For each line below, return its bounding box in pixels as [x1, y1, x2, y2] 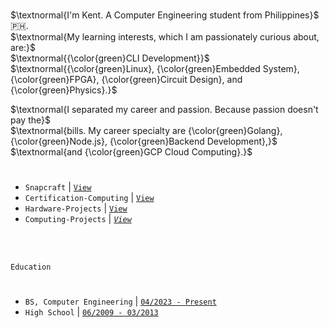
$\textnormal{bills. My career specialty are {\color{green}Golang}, [10, 125, 283, 136]
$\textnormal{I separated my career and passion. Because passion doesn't [10, 104, 319, 115]
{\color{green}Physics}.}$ [10, 84, 118, 96]
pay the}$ [10, 114, 51, 126]
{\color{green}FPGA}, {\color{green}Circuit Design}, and [10, 74, 243, 85]
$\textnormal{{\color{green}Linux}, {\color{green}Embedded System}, [10, 63, 300, 74]
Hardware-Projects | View [24, 202, 128, 214]
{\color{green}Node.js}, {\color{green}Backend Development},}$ [10, 135, 278, 147]
